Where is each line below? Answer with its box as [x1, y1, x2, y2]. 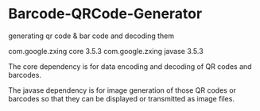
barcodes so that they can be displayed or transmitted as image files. [8, 94, 235, 103]
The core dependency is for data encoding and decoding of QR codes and [8, 61, 252, 71]
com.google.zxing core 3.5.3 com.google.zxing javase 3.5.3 [8, 46, 204, 55]
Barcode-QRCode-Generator [8, 5, 203, 23]
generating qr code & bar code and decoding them [8, 31, 175, 40]
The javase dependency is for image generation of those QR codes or [8, 85, 237, 95]
